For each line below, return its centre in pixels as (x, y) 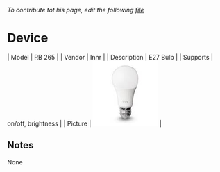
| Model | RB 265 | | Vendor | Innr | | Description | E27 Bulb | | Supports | (110, 57)
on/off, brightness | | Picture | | (84, 123)
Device (28, 38)
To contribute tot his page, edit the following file (76, 10)
